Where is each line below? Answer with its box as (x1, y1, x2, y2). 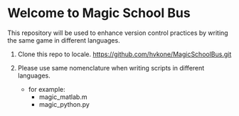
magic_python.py (38, 100, 90, 108)
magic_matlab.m (38, 93, 87, 101)
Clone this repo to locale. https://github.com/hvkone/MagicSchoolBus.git (17, 50, 232, 58)
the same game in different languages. (7, 36, 120, 44)
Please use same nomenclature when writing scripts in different (17, 63, 205, 72)
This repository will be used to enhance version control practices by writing (7, 28, 229, 37)
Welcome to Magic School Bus (7, 5, 191, 21)
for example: (28, 85, 65, 93)
